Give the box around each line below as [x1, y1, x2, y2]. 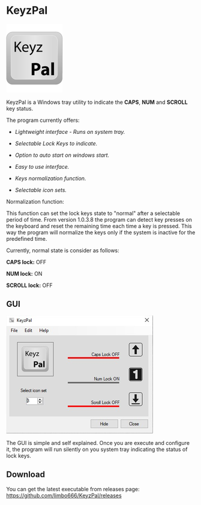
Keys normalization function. [14, 175, 86, 182]
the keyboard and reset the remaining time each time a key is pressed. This [6, 222, 192, 229]
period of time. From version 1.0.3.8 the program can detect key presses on [6, 216, 193, 223]
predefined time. [6, 235, 47, 242]
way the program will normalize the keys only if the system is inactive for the [6, 229, 196, 236]
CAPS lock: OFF [6, 258, 47, 265]
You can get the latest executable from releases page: [6, 485, 140, 492]
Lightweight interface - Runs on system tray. [14, 128, 125, 135]
